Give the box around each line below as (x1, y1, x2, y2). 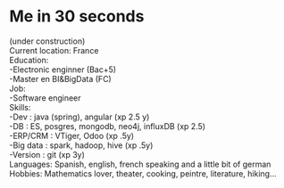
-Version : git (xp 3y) (9, 149, 85, 159)
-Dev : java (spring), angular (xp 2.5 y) (9, 111, 150, 122)
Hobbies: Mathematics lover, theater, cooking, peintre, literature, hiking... (9, 168, 277, 179)
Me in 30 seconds (9, 6, 145, 27)
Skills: (9, 102, 31, 112)
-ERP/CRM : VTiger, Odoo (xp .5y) (9, 130, 135, 141)
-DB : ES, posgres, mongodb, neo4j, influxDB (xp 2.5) (9, 120, 206, 131)
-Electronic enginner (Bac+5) (9, 64, 117, 75)
